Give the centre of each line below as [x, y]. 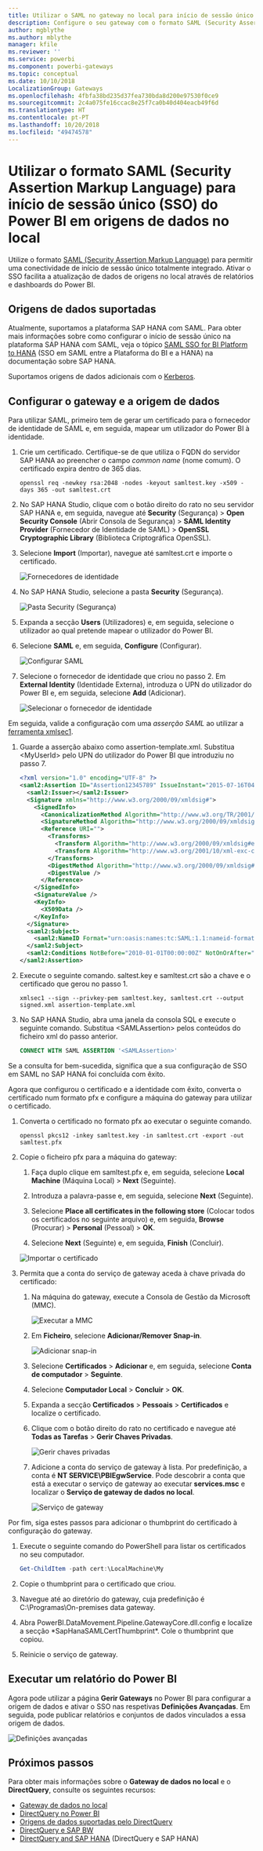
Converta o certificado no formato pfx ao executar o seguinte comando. [135, 1121]
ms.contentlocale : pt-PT [49, 118]
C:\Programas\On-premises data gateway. [87, 1607]
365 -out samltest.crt [74, 490]
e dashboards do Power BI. [52, 284]
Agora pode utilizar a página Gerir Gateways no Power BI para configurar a [130, 1698]
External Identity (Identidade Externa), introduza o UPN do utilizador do [135, 685]
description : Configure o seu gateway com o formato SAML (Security [122, 23]
